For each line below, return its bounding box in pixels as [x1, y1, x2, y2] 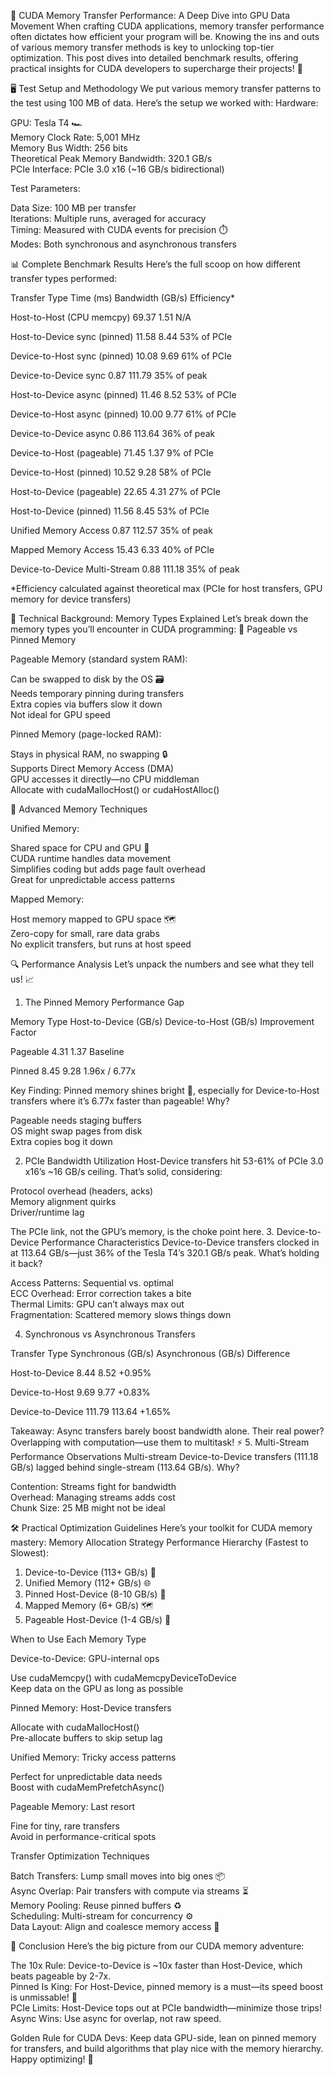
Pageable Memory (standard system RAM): [10, 653, 188, 665]
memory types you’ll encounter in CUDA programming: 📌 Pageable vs [10, 623, 298, 635]
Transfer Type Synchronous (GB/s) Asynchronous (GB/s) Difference [10, 1348, 291, 1359]
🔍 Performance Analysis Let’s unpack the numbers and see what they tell [10, 958, 315, 970]
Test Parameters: [10, 183, 81, 194]
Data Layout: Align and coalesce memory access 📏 [10, 1921, 220, 1932]
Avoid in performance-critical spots [10, 1831, 157, 1842]
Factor [10, 1026, 37, 1038]
